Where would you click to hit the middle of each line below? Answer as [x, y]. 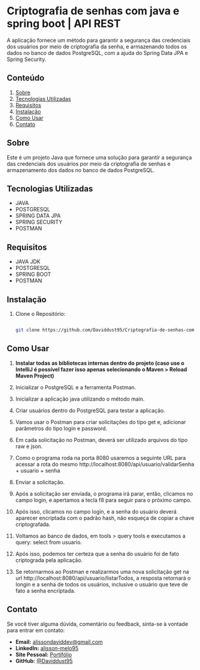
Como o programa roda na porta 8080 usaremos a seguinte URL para [101, 457]
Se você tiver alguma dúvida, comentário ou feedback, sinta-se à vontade [97, 624]
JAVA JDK [28, 262]
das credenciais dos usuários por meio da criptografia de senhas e [89, 164]
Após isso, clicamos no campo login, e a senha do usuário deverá [96, 511]
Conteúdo [26, 78]
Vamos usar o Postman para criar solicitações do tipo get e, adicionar [101, 422]
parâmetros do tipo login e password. [61, 428]
